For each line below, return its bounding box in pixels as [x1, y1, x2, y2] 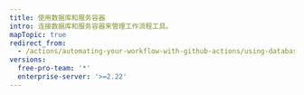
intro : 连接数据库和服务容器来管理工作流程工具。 [9, 22, 173, 31]
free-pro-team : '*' [17, 64, 91, 73]
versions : [9, 55, 47, 64]
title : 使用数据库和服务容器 [9, 13, 106, 23]
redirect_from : [9, 38, 67, 48]
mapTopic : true [9, 30, 67, 39]
